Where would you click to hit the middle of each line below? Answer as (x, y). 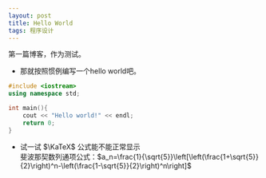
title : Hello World (41, 23)
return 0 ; (39, 123)
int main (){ (28, 109)
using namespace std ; (44, 94)
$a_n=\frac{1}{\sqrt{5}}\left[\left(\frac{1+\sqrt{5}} (178, 156)
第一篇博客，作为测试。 (47, 54)
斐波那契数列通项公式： (58, 156)
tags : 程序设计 (31, 30)
